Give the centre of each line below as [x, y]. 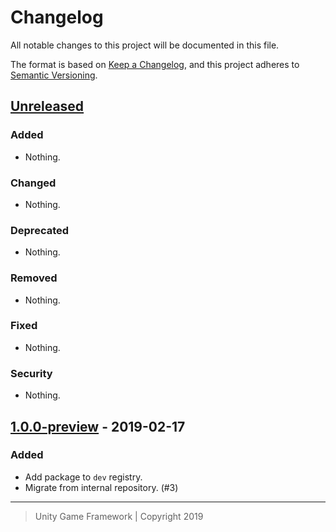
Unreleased [47, 106]
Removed [34, 278]
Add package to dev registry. [83, 477]
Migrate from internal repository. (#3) [101, 487]
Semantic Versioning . [54, 75]
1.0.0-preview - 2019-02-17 [98, 426]
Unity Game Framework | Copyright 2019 [119, 516]
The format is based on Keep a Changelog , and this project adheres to [155, 64]
